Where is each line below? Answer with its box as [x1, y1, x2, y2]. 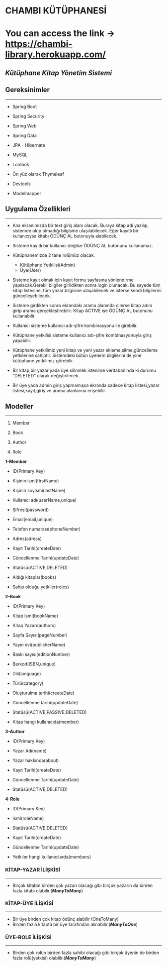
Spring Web [12, 122, 37, 129]
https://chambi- [5, 38, 73, 50]
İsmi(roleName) [12, 815, 44, 821]
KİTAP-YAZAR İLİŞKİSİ [5, 866, 61, 873]
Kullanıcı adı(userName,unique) [12, 497, 77, 503]
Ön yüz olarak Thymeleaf [12, 171, 65, 177]
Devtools [12, 181, 31, 187]
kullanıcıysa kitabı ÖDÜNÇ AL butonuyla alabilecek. [12, 233, 118, 239]
